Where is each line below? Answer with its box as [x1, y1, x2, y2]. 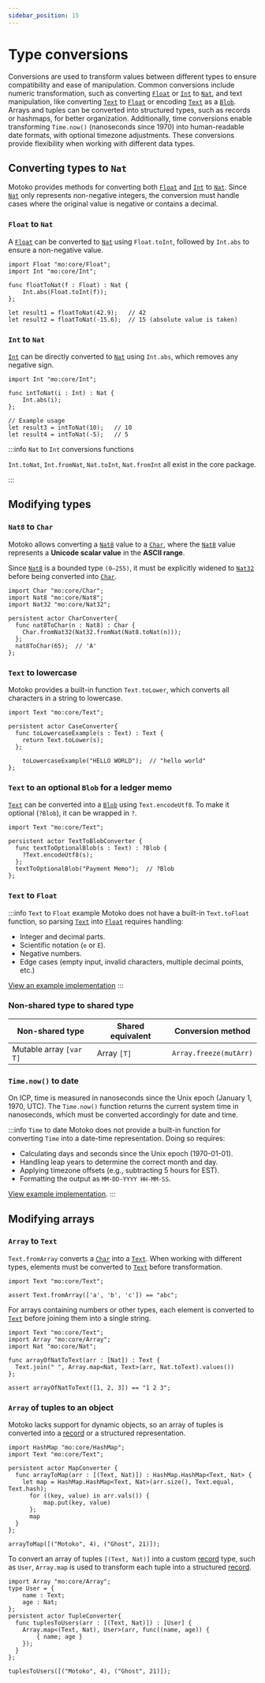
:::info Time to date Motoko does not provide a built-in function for [8, 1125, 221, 1135]
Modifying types [8, 498, 91, 511]
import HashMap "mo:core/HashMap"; [8, 1444, 125, 1452]
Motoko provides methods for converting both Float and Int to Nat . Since [8, 182, 247, 192]
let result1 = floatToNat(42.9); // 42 [8, 308, 147, 316]
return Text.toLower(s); [22, 736, 104, 744]
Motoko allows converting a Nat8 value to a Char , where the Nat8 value [8, 539, 236, 549]
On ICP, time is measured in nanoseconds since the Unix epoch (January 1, [8, 1093, 252, 1103]
